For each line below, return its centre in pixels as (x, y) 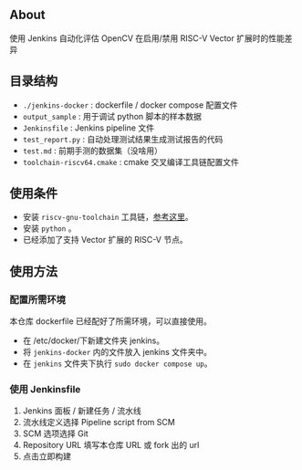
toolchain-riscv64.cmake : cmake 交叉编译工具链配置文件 (130, 162)
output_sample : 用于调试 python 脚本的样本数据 (112, 116)
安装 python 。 (49, 228)
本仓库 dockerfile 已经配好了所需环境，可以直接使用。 (110, 321)
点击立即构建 (47, 456)
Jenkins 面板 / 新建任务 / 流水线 (82, 411)
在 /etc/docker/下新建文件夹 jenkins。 (94, 340)
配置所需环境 (38, 299)
